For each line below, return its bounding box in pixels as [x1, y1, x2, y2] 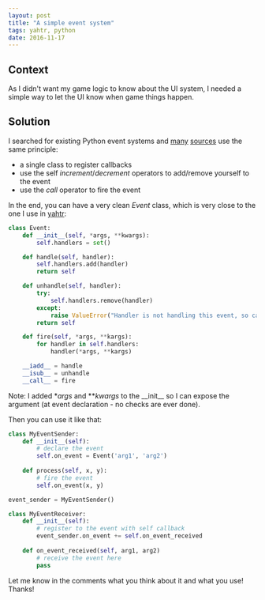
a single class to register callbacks [19, 160, 132, 169]
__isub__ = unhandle [22, 369, 90, 377]
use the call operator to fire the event [19, 185, 141, 194]
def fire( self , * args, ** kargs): [22, 333, 132, 341]
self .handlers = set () [36, 239, 111, 247]
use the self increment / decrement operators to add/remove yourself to [19, 168, 250, 178]
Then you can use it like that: [8, 414, 103, 424]
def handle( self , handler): [22, 253, 114, 261]
